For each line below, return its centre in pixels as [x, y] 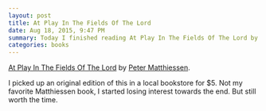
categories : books [39, 45]
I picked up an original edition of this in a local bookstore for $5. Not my [125, 83]
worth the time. [33, 100]
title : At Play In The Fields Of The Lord [80, 23]
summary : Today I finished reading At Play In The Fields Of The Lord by [133, 38]
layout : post [30, 15]
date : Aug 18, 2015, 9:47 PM [57, 30]
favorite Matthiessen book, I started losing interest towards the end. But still [132, 91]
